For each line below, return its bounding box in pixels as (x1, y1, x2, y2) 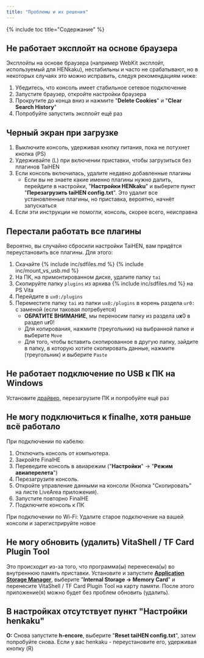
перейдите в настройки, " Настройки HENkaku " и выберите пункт (24, 183, 196, 190)
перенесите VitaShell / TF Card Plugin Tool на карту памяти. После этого (6, 582, 194, 589)
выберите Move (24, 332, 63, 339)
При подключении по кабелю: (6, 438, 85, 445)
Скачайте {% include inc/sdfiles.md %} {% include (15, 261, 144, 268)
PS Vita (15, 287, 34, 294)
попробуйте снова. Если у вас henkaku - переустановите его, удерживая (6, 639, 197, 646)
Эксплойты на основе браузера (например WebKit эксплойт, (6, 59, 165, 67)
